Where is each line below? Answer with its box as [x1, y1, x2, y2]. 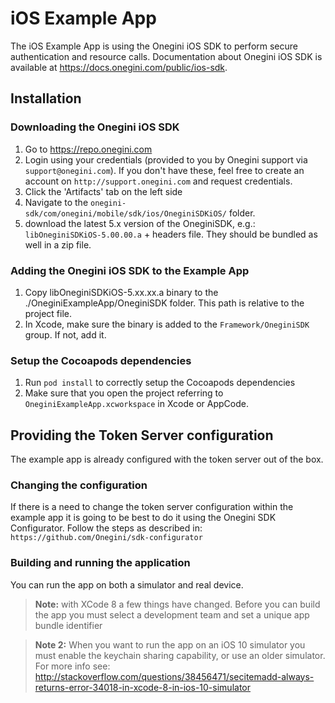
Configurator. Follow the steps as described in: [10, 522, 203, 534]
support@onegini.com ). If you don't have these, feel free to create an [24, 164, 305, 176]
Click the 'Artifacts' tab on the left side [24, 185, 183, 197]
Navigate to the [24, 196, 89, 208]
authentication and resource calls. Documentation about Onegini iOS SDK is [10, 50, 323, 62]
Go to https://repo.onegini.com [24, 143, 153, 155]
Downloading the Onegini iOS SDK [10, 120, 180, 134]
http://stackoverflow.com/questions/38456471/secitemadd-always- [34, 670, 315, 682]
